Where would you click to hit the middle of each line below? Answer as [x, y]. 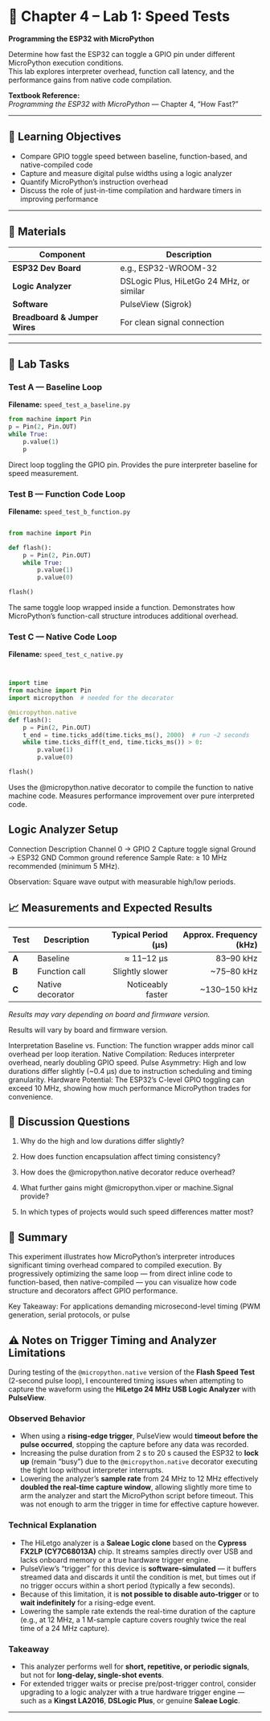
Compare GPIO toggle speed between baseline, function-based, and [133, 156]
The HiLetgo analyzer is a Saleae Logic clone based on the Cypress [133, 1543]
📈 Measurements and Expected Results [110, 908]
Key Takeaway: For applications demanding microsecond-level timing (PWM [135, 1306]
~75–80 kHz [234, 971]
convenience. [31, 1096]
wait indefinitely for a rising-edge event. [88, 1602]
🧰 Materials [37, 232]
